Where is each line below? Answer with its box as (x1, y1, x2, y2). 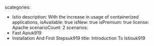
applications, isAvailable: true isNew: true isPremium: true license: (12, 19, 149, 25)
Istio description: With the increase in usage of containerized (12, 14, 139, 19)
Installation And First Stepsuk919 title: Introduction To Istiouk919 (12, 35, 146, 41)
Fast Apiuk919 (12, 30, 42, 35)
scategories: (5, 4, 31, 10)
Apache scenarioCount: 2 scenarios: (12, 24, 88, 30)
